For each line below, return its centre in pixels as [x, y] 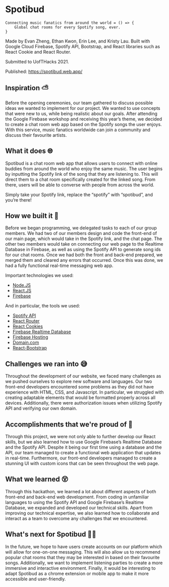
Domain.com [26, 342]
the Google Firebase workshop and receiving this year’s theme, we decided [84, 119]
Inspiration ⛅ [27, 88]
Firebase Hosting [30, 337]
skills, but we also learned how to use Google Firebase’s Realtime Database [83, 442]
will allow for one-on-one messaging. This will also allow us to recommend [83, 552]
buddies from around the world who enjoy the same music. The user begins [84, 169]
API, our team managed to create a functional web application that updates [83, 453]
